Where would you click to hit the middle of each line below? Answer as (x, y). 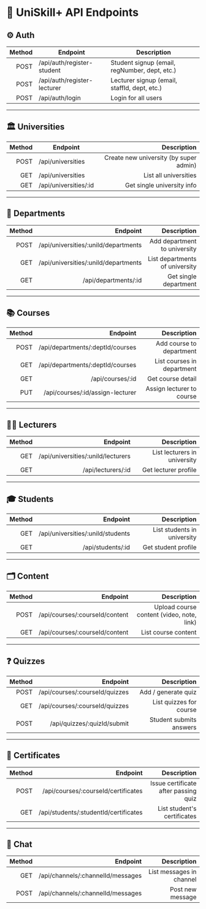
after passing (177, 791)
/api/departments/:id (112, 280)
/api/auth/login (60, 98)
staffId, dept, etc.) (136, 88)
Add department (173, 241)
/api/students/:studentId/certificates (91, 812)
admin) (186, 165)
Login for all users (136, 98)
